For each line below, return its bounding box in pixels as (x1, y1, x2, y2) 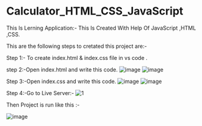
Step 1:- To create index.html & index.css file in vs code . (6, 54, 147, 61)
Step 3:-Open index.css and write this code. (6, 78, 116, 85)
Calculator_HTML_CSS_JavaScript (6, 4, 184, 18)
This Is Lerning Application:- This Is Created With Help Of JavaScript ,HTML (6, 24, 196, 31)
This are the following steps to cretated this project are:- (6, 42, 147, 50)
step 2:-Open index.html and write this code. (6, 65, 118, 73)
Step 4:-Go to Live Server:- (6, 89, 75, 96)
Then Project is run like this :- (6, 101, 80, 108)
